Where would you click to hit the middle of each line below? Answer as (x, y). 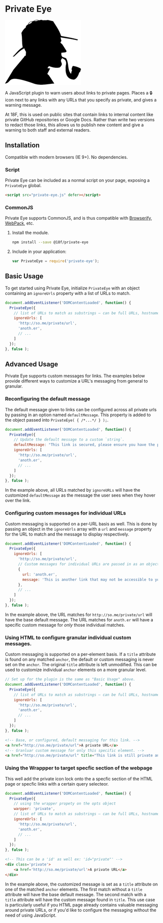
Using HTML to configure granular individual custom (68, 637)
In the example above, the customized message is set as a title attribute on (81, 884)
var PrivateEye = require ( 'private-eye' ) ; (56, 261)
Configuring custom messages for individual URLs (65, 513)
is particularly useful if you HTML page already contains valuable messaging (81, 904)
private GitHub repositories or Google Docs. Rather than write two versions (80, 119)
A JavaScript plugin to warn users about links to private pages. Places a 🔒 (79, 93)
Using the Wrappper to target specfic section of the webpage (79, 768)
